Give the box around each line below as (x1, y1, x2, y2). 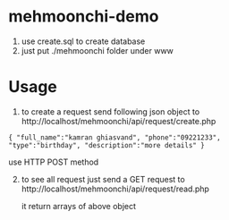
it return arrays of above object (21, 200, 136, 211)
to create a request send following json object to (21, 106, 200, 117)
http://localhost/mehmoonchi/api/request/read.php (21, 183, 209, 194)
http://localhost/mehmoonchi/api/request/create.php (21, 115, 216, 126)
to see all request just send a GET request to (21, 173, 185, 184)
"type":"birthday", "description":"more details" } (8, 140, 205, 149)
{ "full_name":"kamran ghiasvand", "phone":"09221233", (8, 132, 221, 142)
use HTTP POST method (8, 157, 99, 167)
